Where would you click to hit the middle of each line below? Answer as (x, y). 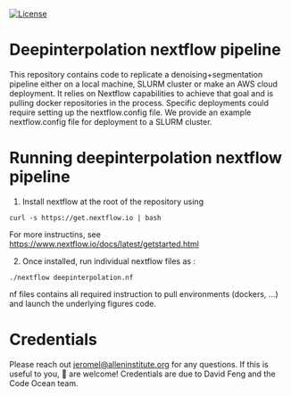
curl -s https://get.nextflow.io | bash (86, 218)
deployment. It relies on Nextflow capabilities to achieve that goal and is (141, 93)
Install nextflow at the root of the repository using (112, 202)
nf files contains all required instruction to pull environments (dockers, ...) (144, 293)
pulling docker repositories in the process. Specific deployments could (139, 103)
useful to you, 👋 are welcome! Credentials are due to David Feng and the (142, 374)
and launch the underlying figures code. (83, 303)
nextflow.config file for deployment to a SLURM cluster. (111, 121)
